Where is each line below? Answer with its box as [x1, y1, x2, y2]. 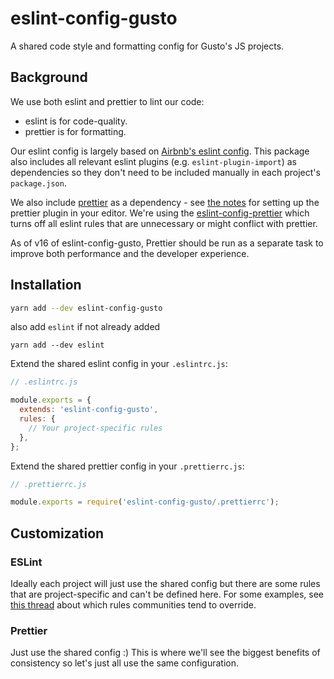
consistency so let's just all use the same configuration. [10, 657, 240, 669]
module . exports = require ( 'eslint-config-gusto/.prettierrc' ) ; [10, 497, 280, 507]
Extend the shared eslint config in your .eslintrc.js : [10, 358, 228, 370]
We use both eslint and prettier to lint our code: [10, 95, 205, 107]
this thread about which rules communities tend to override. [10, 599, 257, 611]
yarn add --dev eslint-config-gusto [10, 303, 163, 313]
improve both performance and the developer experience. [10, 247, 250, 259]
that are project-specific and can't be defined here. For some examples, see [10, 588, 324, 600]
